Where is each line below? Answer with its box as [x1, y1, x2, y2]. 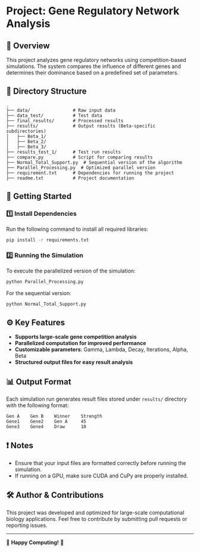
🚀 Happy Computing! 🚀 [6, 538, 64, 546]
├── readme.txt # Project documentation [6, 175, 135, 181]
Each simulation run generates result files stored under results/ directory [6, 395, 187, 403]
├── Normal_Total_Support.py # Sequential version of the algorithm [6, 159, 183, 165]
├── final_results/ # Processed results [6, 117, 124, 123]
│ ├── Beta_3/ [6, 144, 46, 150]
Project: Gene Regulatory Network [6, 4, 180, 18]
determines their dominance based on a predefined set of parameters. [6, 69, 179, 76]
